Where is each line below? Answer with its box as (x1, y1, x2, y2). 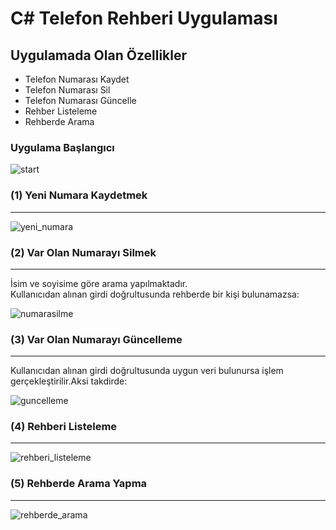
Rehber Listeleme (24, 105, 98, 117)
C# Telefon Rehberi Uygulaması (10, 7, 278, 30)
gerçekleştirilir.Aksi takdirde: (10, 375, 128, 387)
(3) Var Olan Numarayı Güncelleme (10, 332, 183, 346)
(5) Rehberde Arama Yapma (10, 477, 148, 491)
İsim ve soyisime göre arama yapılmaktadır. (10, 277, 188, 289)
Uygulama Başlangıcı (10, 140, 115, 154)
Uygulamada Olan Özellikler (10, 47, 188, 64)
